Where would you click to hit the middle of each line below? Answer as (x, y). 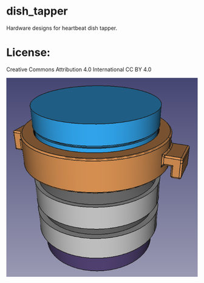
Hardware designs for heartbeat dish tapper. (62, 28)
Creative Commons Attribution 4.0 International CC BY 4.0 (79, 69)
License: (28, 53)
